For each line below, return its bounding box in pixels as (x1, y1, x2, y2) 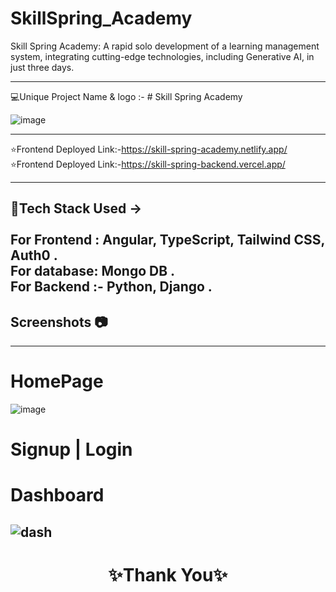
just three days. (10, 61, 75, 73)
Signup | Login (10, 438, 133, 461)
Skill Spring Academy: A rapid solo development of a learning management (10, 40, 320, 52)
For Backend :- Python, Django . (10, 278, 213, 296)
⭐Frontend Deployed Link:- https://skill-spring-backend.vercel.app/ (10, 158, 286, 170)
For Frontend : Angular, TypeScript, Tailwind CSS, (10, 232, 325, 249)
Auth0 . (10, 247, 58, 264)
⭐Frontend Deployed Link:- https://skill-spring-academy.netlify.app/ (10, 143, 288, 155)
